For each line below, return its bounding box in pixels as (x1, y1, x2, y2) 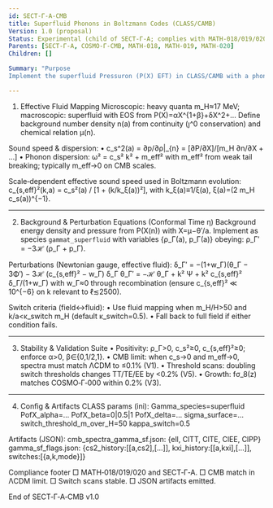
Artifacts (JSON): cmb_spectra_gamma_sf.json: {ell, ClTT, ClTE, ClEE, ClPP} (8, 434, 262, 444)
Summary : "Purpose (8, 64, 71, 73)
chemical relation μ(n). (19, 127, 96, 137)
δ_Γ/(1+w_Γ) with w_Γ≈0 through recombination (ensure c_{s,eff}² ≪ (8, 278, 238, 287)
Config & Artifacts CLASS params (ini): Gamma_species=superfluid (19, 401, 245, 411)
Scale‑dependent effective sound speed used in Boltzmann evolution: (8, 176, 242, 186)
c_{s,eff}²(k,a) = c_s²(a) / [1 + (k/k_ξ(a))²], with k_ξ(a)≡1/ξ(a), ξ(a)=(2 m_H (8, 185, 255, 195)
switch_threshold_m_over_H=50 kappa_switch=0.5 (19, 418, 191, 428)
